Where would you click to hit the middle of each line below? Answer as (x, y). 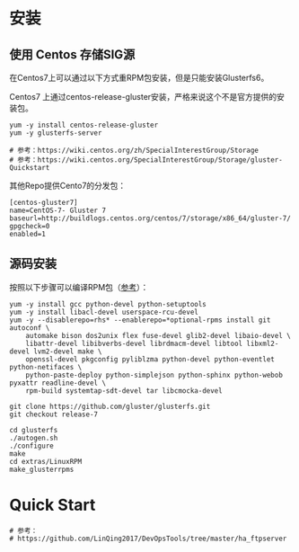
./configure (31, 446)
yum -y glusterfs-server (56, 133)
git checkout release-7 (54, 414)
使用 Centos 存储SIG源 (72, 54)
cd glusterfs (34, 430)
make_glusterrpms (42, 469)
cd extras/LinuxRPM (46, 461)
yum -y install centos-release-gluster (84, 125)
